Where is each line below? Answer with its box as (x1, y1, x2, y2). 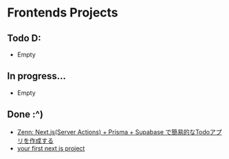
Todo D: (7, 32, 41, 44)
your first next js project (17, 144, 85, 152)
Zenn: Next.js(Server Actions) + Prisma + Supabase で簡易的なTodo (17, 127, 210, 136)
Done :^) (7, 109, 43, 120)
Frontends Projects (7, 5, 118, 21)
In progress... (7, 70, 67, 82)
